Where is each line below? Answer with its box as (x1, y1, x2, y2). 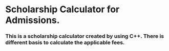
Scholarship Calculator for (5, 4, 120, 15)
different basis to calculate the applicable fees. (5, 39, 125, 46)
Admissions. (5, 14, 60, 26)
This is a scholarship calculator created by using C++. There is (5, 33, 164, 40)
